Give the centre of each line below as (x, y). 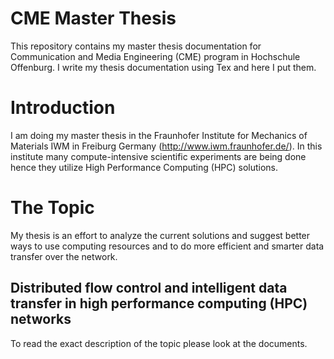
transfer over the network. (64, 256)
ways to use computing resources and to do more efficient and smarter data (167, 246)
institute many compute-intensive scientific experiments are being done (158, 156)
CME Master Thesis (93, 18)
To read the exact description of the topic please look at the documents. (159, 343)
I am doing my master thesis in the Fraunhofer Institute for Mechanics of (159, 135)
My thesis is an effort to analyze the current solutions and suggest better (160, 235)
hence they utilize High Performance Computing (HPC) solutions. (144, 167)
